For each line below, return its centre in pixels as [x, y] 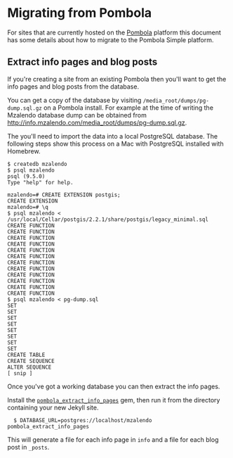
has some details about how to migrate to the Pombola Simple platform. [111, 39]
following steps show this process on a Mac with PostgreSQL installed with [115, 144]
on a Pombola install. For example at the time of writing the [128, 108]
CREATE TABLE [26, 355]
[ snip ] [20, 373]
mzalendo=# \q [28, 207]
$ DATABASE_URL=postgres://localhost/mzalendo [83, 420]
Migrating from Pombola [80, 13]
